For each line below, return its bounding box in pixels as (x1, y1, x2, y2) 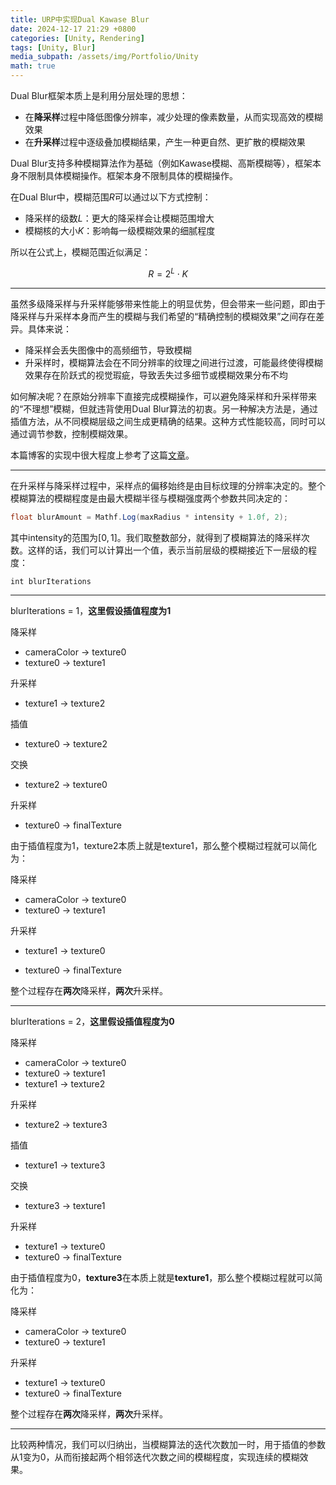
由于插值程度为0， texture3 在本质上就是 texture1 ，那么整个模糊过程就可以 (10, 1271, 315, 1283)
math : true (10, 61, 56, 71)
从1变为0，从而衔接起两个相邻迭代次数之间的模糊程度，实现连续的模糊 (10, 1451, 300, 1463)
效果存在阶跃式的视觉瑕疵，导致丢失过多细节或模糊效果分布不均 (24, 369, 288, 381)
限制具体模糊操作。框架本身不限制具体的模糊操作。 (27, 170, 238, 181)
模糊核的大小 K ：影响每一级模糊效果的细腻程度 (24, 225, 216, 236)
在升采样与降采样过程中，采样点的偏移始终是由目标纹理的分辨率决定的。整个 (10, 479, 326, 491)
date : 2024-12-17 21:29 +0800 (10, 24, 137, 34)
